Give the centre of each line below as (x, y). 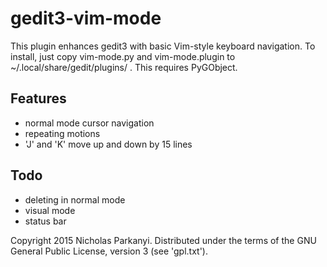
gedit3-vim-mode (86, 18)
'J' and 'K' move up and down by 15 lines (108, 144)
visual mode (50, 210)
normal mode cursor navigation (89, 123)
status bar (45, 221)
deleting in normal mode (75, 199)
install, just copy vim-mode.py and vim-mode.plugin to (123, 56)
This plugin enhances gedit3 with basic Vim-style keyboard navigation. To (163, 46)
